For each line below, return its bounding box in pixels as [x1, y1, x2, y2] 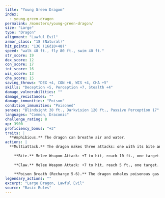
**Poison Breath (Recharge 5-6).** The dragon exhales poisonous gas [14, 171, 160, 177]
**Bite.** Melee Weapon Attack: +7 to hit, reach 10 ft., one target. [14, 153, 162, 158]
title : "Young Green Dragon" [5, 7, 65, 12]
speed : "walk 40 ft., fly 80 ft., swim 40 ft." [5, 48, 105, 53]
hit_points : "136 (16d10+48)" [5, 44, 67, 49]
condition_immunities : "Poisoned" [5, 103, 76, 108]
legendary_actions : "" [5, 176, 52, 181]
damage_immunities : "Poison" [5, 99, 65, 104]
